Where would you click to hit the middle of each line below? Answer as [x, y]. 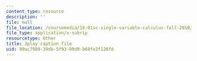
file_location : [25, 28]
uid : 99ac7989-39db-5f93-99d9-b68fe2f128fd [60, 49]
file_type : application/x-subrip [47, 33]
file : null [19, 22]
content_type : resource [35, 11]
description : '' [26, 17]
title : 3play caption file [39, 44]
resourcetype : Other [31, 38]
